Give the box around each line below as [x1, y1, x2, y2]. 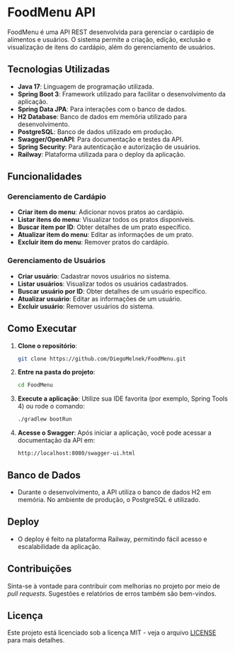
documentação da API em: [17, 436, 96, 445]
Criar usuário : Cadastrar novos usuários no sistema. [17, 272, 171, 280]
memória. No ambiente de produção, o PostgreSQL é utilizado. [17, 495, 200, 503]
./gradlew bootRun [17, 416, 72, 423]
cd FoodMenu [17, 382, 53, 389]
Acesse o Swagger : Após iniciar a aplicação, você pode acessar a [17, 428, 212, 437]
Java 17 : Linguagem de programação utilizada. [17, 82, 154, 91]
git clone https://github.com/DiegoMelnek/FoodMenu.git [17, 355, 186, 362]
